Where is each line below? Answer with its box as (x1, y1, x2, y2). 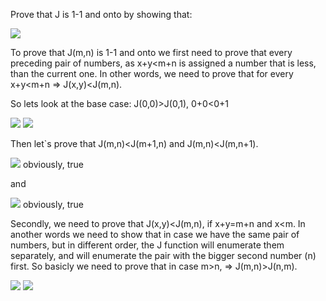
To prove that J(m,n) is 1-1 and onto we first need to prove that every (10, 47, 293, 58)
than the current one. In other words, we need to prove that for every (10, 68, 294, 79)
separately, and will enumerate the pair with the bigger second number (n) (10, 250, 317, 261)
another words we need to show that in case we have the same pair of (10, 229, 300, 240)
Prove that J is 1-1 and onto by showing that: (10, 9, 193, 20)
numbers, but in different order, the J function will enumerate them (10, 239, 285, 251)
